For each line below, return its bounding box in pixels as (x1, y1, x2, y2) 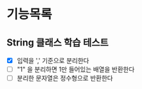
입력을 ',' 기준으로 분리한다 (16, 57, 89, 64)
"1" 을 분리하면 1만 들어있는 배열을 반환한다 (16, 65, 135, 74)
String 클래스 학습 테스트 (6, 36, 109, 48)
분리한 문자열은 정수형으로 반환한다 (16, 74, 113, 83)
